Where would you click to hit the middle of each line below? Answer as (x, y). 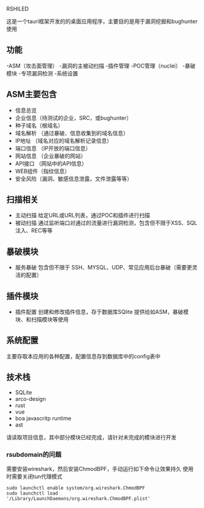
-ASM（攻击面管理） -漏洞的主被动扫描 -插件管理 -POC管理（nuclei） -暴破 (101, 66)
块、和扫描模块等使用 (42, 319)
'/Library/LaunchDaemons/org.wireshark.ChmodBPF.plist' (78, 498)
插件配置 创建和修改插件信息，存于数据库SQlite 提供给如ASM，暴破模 (102, 312)
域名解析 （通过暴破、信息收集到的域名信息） (72, 133)
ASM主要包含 (32, 95)
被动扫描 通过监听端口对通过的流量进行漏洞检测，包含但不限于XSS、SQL (106, 223)
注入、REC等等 (34, 231)
